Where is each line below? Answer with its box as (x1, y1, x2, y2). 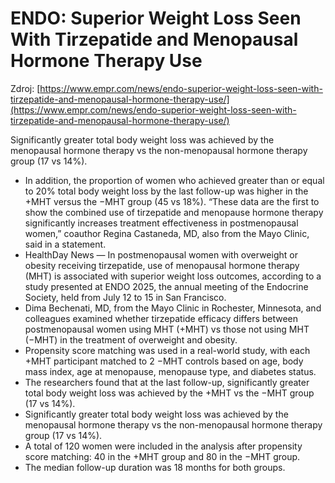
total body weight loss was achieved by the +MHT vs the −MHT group (24, 387, 315, 399)
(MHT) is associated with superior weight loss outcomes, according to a (24, 270, 322, 282)
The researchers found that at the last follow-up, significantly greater (24, 376, 310, 388)
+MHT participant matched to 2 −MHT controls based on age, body (24, 355, 304, 367)
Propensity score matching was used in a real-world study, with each (24, 344, 311, 356)
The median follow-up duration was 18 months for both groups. (24, 461, 286, 473)
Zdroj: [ (10, 82, 41, 94)
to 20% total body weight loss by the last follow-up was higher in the (24, 185, 309, 197)
